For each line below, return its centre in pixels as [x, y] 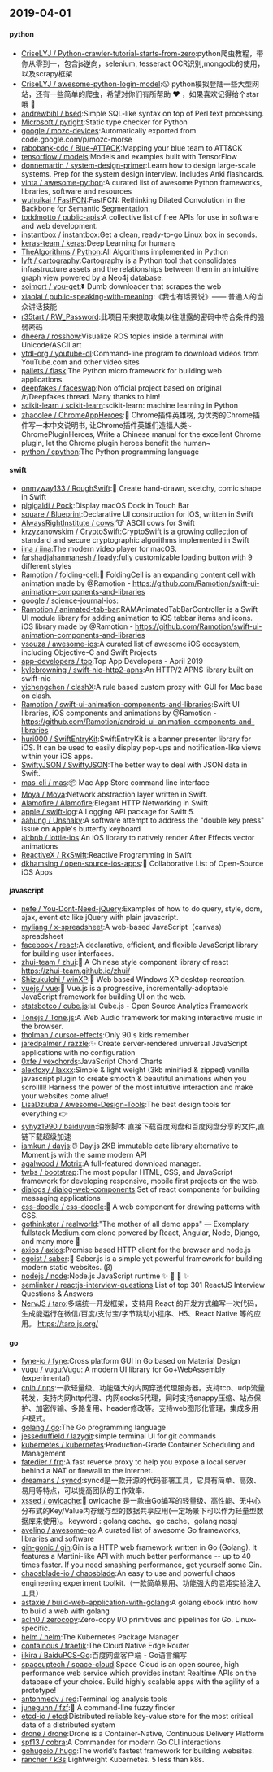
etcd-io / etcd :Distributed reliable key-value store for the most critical [137, 1717]
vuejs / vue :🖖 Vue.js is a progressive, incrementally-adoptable [125, 988]
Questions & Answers [57, 1294]
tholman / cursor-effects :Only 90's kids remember [105, 1035]
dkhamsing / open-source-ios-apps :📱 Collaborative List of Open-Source [142, 863]
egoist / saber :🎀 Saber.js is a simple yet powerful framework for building [142, 1259]
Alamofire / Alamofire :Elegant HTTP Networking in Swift [115, 803]
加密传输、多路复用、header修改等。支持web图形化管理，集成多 [143, 1408]
